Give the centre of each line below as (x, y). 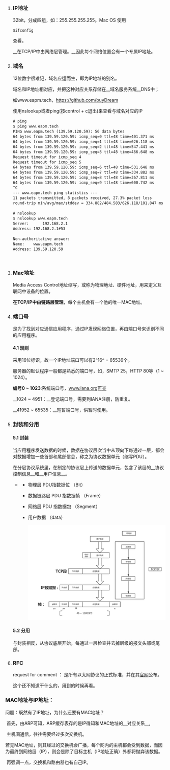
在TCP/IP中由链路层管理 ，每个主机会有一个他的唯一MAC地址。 (79, 302)
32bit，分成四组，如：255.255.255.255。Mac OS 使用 (69, 20)
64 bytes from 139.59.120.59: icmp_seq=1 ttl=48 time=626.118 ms (83, 142)
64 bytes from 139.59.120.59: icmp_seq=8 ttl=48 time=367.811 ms (83, 178)
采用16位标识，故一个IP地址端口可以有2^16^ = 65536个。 (72, 360)
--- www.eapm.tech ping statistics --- (55, 193)
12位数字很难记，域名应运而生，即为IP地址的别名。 (66, 78)
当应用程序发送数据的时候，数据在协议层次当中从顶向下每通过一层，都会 (88, 450)
